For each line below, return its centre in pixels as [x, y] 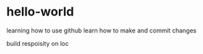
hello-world [40, 12]
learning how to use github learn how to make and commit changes [101, 30]
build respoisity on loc [38, 43]
